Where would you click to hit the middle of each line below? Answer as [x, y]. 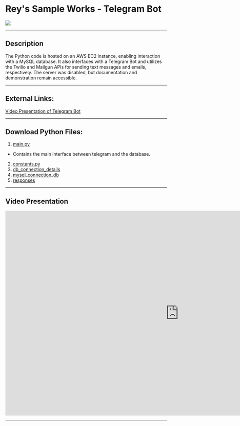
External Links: [30, 99]
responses [24, 180]
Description [24, 44]
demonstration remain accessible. [41, 78]
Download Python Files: [44, 132]
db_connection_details [36, 169]
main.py [21, 144]
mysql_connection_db [36, 175]
